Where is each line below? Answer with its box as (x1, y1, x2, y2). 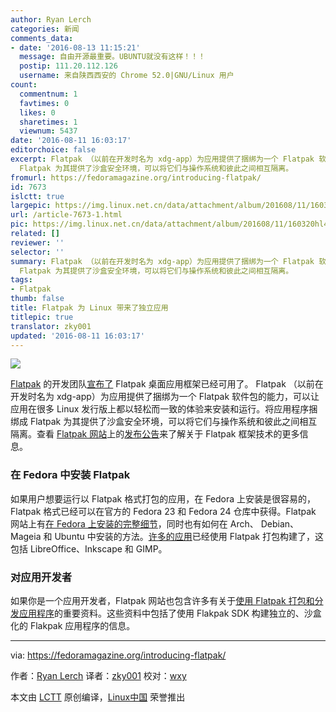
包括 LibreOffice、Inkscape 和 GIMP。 (10, 542, 168, 555)
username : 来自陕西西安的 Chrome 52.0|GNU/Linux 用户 (19, 71, 235, 81)
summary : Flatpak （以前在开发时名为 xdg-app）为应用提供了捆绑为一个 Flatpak (10, 256, 315, 266)
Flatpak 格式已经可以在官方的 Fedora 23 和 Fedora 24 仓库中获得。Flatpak (10, 505, 317, 517)
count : (10, 80, 38, 90)
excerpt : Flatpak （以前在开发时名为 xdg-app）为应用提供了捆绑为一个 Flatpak (10, 154, 315, 164)
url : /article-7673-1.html (10, 210, 123, 220)
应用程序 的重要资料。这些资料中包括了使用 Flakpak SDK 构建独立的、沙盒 (18, 607, 322, 619)
